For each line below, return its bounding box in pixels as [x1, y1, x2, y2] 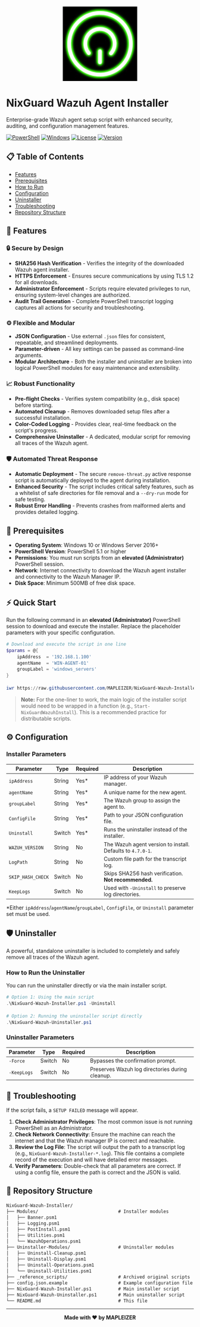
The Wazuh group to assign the [104, 796, 180, 804]
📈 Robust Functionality [6, 379, 76, 388]
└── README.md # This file [6, 1298, 148, 1304]
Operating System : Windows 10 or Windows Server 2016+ [14, 541, 159, 549]
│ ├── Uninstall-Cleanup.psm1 [6, 1250, 86, 1256]
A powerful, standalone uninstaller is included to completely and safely [6, 947, 180, 954]
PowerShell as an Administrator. [14, 1124, 93, 1132]
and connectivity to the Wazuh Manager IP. [14, 573, 121, 581]
